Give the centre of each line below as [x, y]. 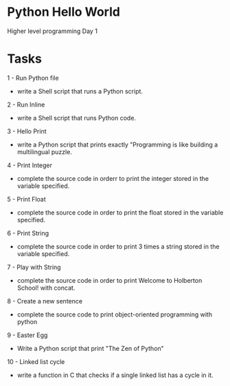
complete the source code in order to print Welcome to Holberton [110, 280]
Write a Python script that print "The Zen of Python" [91, 348]
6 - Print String [28, 233]
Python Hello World [64, 12]
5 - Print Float [26, 199]
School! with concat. [46, 288]
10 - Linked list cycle [36, 361]
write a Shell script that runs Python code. [76, 118]
